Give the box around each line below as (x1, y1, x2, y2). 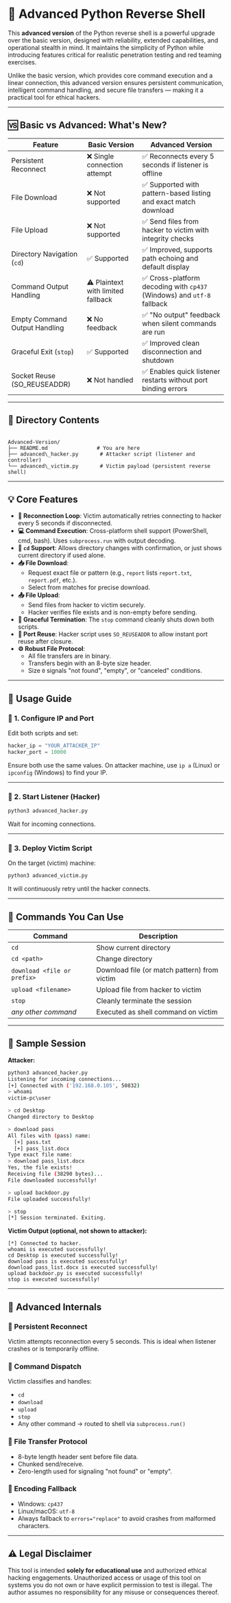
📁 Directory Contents (8, 414, 100, 426)
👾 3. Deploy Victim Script (8, 843, 93, 853)
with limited (86, 286, 124, 296)
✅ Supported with (142, 180, 199, 189)
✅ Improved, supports (142, 245, 213, 254)
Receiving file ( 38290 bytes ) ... (8, 1171, 104, 1178)
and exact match (142, 197, 196, 206)
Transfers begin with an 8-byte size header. (27, 659, 151, 667)
